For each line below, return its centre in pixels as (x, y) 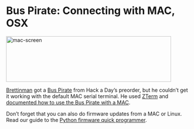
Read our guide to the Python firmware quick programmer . (76, 120)
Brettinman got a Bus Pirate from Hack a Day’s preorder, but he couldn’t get (97, 90)
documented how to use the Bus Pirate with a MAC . (68, 102)
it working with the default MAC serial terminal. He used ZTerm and (87, 96)
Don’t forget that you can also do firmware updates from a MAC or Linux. (94, 114)
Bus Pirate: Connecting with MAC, (91, 11)
